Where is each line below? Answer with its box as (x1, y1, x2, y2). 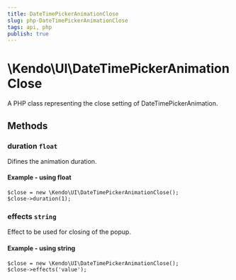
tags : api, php (7, 23, 52, 30)
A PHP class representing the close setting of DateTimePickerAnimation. (7, 99, 218, 108)
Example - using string (7, 244, 76, 252)
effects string (7, 212, 57, 221)
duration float (7, 141, 58, 151)
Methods (7, 120, 48, 132)
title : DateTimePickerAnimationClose (7, 10, 119, 18)
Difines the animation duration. (7, 157, 97, 165)
